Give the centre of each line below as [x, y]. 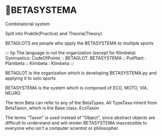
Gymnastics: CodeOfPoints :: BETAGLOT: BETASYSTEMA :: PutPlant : [76, 58]
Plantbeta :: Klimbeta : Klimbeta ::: [40, 63]
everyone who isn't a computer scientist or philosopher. [62, 128]
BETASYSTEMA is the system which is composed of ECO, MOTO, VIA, [77, 88]
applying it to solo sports [31, 78]
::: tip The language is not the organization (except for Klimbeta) [70, 53]
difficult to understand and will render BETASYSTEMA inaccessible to [76, 123]
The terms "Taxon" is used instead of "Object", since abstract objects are [80, 117]
